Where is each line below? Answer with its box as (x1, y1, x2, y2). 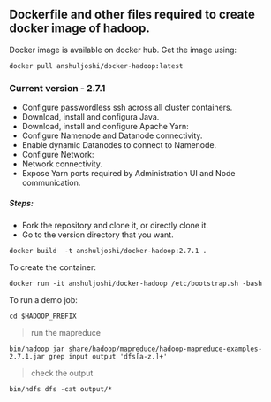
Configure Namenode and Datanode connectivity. (21, 130, 203, 141)
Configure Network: (21, 150, 94, 160)
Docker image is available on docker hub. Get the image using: (9, 44, 237, 55)
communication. (21, 177, 81, 189)
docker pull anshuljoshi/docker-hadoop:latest (9, 61, 184, 70)
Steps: (9, 197, 34, 208)
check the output (30, 367, 94, 379)
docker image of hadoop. (9, 21, 150, 36)
